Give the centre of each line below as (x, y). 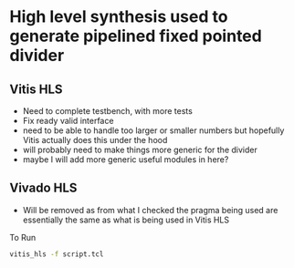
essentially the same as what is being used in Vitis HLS (126, 220)
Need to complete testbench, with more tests (108, 111)
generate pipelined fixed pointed (136, 36)
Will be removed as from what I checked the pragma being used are (150, 210)
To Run (23, 237)
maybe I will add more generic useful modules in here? (126, 160)
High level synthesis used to (119, 17)
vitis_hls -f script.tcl (57, 254)
